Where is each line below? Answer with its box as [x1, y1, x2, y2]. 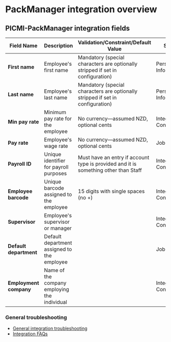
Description [44, 42, 73, 49]
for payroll [44, 164, 69, 170]
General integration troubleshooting [12, 325, 88, 332]
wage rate [44, 143, 68, 149]
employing [44, 286, 70, 293]
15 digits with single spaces [78, 188, 145, 195]
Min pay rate [8, 118, 39, 125]
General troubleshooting [5, 313, 67, 321]
